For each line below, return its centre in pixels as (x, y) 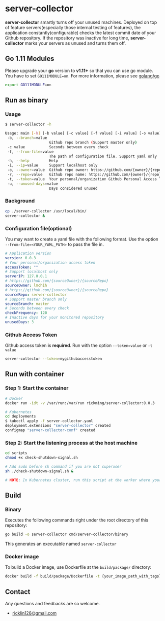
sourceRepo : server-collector (36, 294)
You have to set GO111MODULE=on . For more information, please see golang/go (82, 76)
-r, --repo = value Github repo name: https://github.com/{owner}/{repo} (84, 175)
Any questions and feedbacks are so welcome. (53, 604)
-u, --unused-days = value (32, 184)
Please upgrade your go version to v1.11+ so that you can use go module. (79, 70)
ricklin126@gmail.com (34, 613)
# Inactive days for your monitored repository (55, 318)
